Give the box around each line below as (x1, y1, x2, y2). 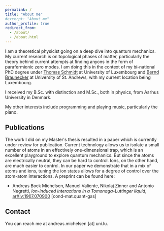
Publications (5, 124, 45, 132)
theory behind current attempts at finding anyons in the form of (5, 59, 133, 65)
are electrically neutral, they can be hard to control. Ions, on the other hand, (5, 157, 159, 163)
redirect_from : (5, 26, 36, 31)
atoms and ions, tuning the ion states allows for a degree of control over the (5, 168, 159, 174)
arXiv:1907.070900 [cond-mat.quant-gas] (12, 193, 97, 199)
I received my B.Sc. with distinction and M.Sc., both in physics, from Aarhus (5, 89, 159, 95)
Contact (5, 207, 31, 216)
